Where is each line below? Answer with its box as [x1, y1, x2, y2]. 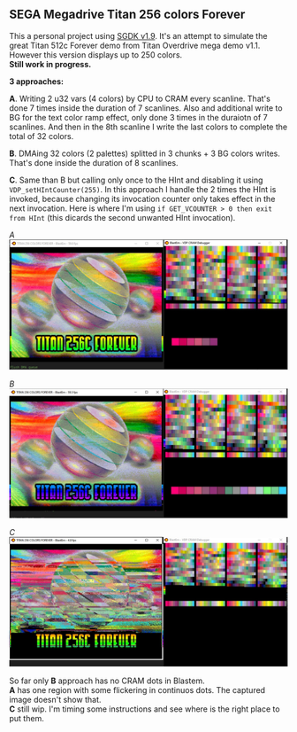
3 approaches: [9, 75, 65, 87]
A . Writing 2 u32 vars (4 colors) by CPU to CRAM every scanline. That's [9, 93, 271, 104]
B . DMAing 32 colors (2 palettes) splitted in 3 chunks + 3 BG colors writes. [9, 148, 280, 159]
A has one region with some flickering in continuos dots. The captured [9, 684, 266, 695]
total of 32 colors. [9, 130, 74, 141]
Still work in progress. [9, 58, 92, 69]
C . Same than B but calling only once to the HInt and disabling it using [9, 175, 263, 185]
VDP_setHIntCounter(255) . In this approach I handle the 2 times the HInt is [9, 183, 277, 194]
